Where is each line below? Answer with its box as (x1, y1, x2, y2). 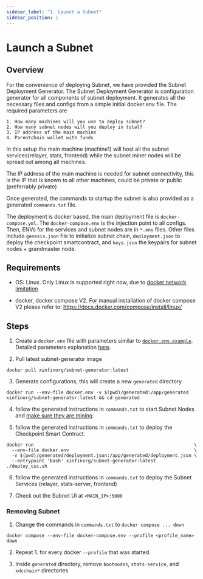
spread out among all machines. (6, 158, 87, 165)
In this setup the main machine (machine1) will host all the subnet (6, 145, 169, 152)
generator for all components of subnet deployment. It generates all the (6, 94, 185, 101)
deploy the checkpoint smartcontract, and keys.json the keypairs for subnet (6, 238, 197, 246)
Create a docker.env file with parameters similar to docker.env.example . (15, 337, 193, 344)
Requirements (6, 262, 61, 273)
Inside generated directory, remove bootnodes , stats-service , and (15, 560, 179, 568)
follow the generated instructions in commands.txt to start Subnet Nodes (15, 405, 194, 413)
